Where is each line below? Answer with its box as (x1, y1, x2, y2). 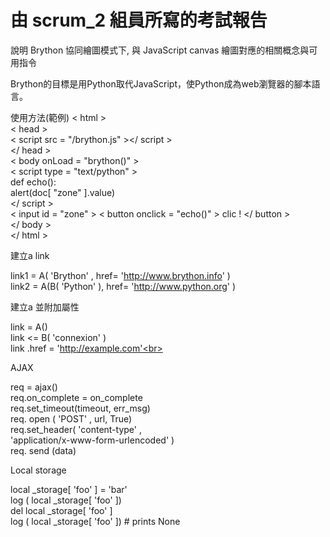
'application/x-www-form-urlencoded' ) (10, 434, 175, 446)
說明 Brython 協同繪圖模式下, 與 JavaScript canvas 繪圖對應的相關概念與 (10, 44, 310, 56)
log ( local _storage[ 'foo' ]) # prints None (10, 515, 181, 527)
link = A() (10, 321, 48, 333)
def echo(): (10, 176, 57, 188)
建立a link (10, 249, 50, 261)
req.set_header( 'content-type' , (10, 423, 142, 435)
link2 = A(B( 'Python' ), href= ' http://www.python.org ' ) (10, 280, 237, 292)
